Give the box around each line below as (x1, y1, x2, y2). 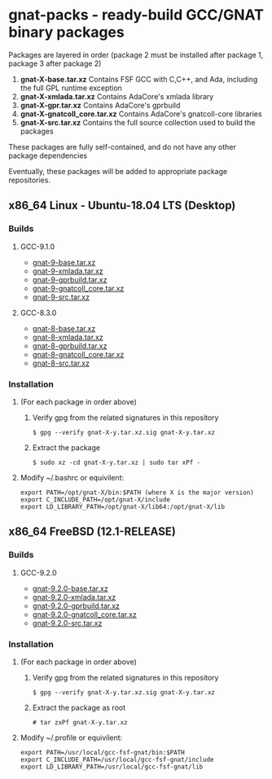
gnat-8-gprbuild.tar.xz (32, 340, 107, 351)
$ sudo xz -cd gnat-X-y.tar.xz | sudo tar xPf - (32, 458, 201, 466)
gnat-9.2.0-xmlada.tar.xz (32, 592, 116, 602)
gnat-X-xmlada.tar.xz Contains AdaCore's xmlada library (20, 91, 214, 101)
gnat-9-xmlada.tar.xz (32, 266, 103, 276)
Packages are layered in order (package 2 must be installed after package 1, (8, 50, 264, 59)
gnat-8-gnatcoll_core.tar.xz (32, 349, 125, 359)
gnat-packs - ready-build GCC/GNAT (8, 6, 265, 24)
